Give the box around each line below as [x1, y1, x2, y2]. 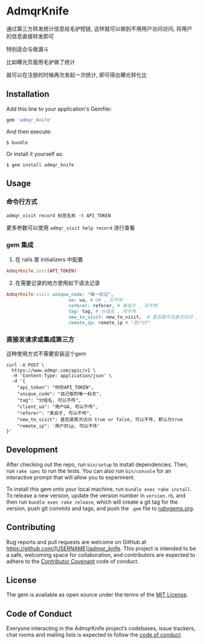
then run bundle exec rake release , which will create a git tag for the [6, 498, 178, 505]
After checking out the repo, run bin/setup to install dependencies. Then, [6, 461, 188, 468]
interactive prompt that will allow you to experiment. [6, 473, 135, 481]
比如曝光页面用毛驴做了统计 [6, 58, 76, 65]
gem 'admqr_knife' [6, 117, 53, 123]
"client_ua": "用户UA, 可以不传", [17, 404, 98, 410]
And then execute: [6, 128, 52, 135]
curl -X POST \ [6, 362, 45, 369]
